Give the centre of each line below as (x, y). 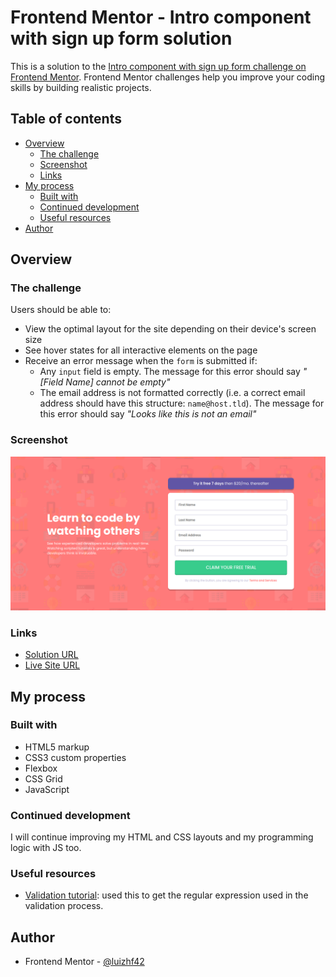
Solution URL (51, 655)
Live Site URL (52, 665)
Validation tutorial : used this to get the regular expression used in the (166, 895)
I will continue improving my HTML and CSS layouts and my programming (162, 837)
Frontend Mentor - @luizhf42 (84, 962)
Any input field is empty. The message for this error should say (170, 372)
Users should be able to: (61, 310)
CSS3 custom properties (75, 757)
